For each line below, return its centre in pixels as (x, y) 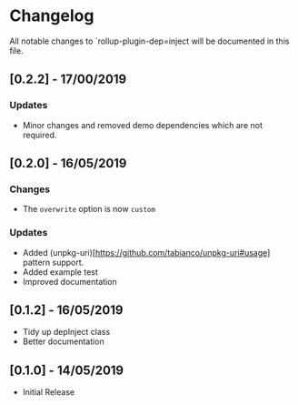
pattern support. (53, 262)
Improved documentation (70, 281)
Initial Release (49, 392)
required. (40, 135)
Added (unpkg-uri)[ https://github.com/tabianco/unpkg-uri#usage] (146, 252)
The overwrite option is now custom (89, 209)
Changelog (52, 16)
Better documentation (63, 341)
